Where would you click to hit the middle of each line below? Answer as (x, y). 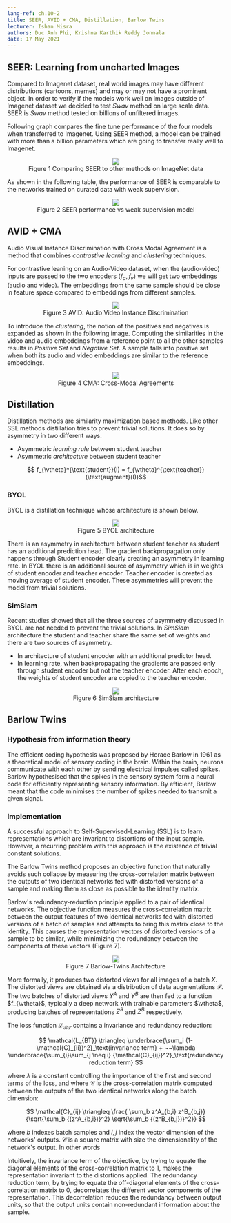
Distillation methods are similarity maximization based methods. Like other (113, 421)
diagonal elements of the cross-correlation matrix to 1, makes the (100, 1168)
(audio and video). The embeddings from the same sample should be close (114, 285)
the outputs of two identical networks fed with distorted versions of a (105, 881)
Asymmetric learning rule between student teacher (90, 449)
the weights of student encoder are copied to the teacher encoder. (112, 677)
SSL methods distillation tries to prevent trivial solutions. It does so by (106, 428)
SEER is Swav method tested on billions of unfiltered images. (94, 113)
